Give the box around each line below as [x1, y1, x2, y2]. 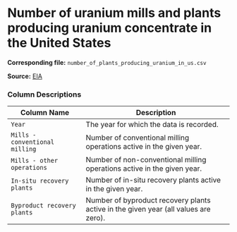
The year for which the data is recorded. [85, 120, 219, 130]
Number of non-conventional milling [85, 155, 207, 165]
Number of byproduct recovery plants [85, 195, 211, 205]
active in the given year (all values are [85, 204, 211, 214]
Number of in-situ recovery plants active [85, 175, 221, 185]
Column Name [20, 108, 70, 118]
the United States [7, 35, 111, 51]
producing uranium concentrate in [7, 20, 212, 36]
